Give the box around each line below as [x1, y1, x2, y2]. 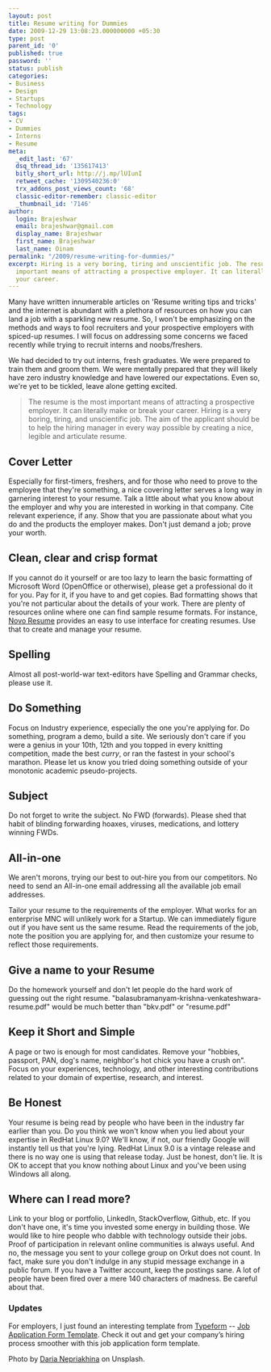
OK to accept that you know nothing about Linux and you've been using [8, 1160, 247, 1170]
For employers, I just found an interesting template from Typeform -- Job [8, 1321, 250, 1331]
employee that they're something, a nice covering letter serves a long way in [8, 485, 262, 495]
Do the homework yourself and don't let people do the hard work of [8, 984, 233, 994]
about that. [8, 1282, 44, 1292]
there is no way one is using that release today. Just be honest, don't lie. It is [8, 1151, 263, 1161]
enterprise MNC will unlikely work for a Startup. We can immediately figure [8, 914, 256, 924]
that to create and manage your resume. [8, 624, 143, 634]
